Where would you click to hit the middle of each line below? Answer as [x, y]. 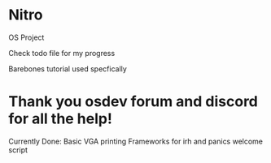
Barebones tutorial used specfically [68, 69]
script [18, 150]
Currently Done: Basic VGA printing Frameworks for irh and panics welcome [135, 141]
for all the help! [60, 119]
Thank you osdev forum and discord [133, 102]
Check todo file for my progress [62, 53]
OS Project [26, 37]
